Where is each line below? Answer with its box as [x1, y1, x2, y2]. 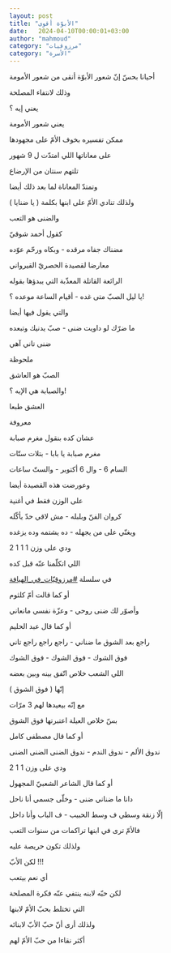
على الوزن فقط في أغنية [9, 496, 83, 505]
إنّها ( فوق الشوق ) [9, 684, 64, 694]
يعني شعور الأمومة [9, 119, 65, 128]
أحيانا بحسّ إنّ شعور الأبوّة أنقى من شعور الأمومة [9, 72, 156, 81]
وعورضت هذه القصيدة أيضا [9, 480, 91, 489]
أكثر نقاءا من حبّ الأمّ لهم [9, 935, 86, 945]
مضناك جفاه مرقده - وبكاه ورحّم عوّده [9, 245, 124, 254]
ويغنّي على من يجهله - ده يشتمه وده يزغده [9, 528, 136, 536]
